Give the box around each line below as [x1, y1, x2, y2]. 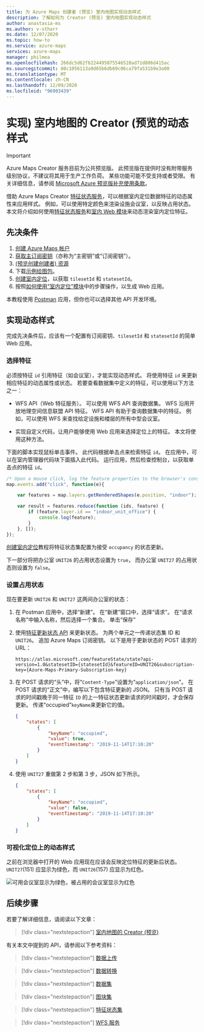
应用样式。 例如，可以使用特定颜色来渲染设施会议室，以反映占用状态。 [16, 200, 194, 207]
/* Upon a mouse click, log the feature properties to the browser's [6, 476, 186, 482]
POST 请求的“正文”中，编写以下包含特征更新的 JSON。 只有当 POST [15, 685, 186, 693]
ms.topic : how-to [6, 37, 50, 43]
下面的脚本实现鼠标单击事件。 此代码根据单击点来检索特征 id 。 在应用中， [6, 448, 192, 455]
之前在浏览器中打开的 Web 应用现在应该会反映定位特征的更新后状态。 [6, 858, 180, 865]
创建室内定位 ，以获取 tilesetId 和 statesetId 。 [15, 275, 135, 282]
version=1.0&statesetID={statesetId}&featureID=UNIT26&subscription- [15, 661, 195, 668]
